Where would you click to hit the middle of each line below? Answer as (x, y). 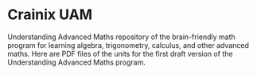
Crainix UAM (50, 15)
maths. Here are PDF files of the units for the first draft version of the (120, 53)
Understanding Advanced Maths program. (77, 62)
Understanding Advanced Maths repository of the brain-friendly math (121, 37)
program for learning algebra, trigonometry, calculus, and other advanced (128, 45)
